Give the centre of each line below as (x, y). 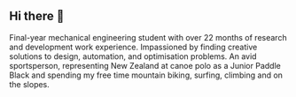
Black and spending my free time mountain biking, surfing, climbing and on (146, 75)
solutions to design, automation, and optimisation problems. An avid (133, 56)
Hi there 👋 (37, 16)
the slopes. (30, 84)
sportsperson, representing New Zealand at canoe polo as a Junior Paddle (145, 65)
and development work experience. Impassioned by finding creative (133, 47)
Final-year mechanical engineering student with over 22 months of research (148, 37)
